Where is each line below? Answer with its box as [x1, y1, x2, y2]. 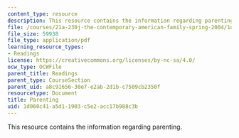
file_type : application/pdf [7, 37, 91, 44]
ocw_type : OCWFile [7, 63, 62, 70]
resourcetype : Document [7, 90, 78, 97]
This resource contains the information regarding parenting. [7, 122, 183, 131]
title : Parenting [7, 97, 59, 104]
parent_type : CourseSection [7, 76, 91, 84]
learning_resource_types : [7, 43, 84, 51]
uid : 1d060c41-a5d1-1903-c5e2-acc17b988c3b [7, 103, 139, 110]
